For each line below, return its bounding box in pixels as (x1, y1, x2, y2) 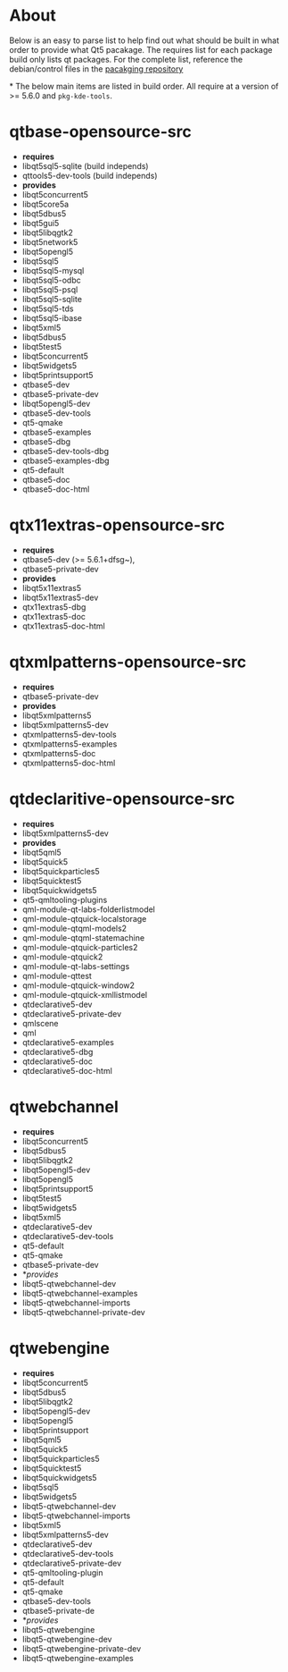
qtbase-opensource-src (9, 122, 192, 142)
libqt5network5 (21, 236, 78, 247)
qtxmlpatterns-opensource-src (9, 652, 247, 671)
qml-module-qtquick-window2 (21, 980, 136, 991)
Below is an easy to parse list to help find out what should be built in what (9, 35, 280, 46)
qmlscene (21, 1018, 60, 1028)
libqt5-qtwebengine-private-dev (21, 1642, 142, 1654)
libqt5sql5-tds (21, 303, 74, 314)
